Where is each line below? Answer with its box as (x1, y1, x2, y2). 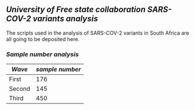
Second (9, 85, 30, 93)
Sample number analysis (6, 50, 79, 58)
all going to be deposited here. (6, 35, 80, 43)
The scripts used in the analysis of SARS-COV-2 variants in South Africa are (6, 29, 189, 36)
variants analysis (32, 14, 98, 24)
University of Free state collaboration (6, 5, 146, 15)
